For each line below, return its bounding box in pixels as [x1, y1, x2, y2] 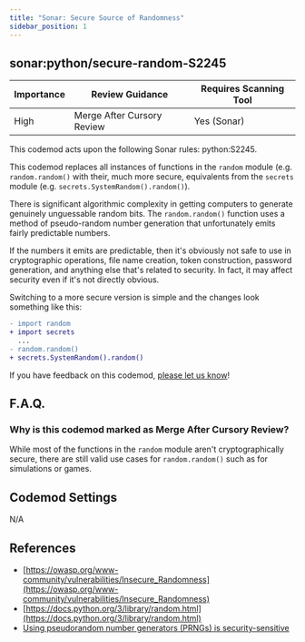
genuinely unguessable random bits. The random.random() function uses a [9, 209, 286, 219]
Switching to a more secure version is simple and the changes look [9, 292, 261, 303]
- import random [9, 320, 71, 329]
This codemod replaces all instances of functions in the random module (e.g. [9, 161, 293, 173]
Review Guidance [91, 88, 169, 101]
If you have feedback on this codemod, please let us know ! [9, 370, 230, 381]
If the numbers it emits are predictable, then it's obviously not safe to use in [9, 245, 292, 256]
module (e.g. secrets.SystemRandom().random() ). [9, 181, 191, 192]
